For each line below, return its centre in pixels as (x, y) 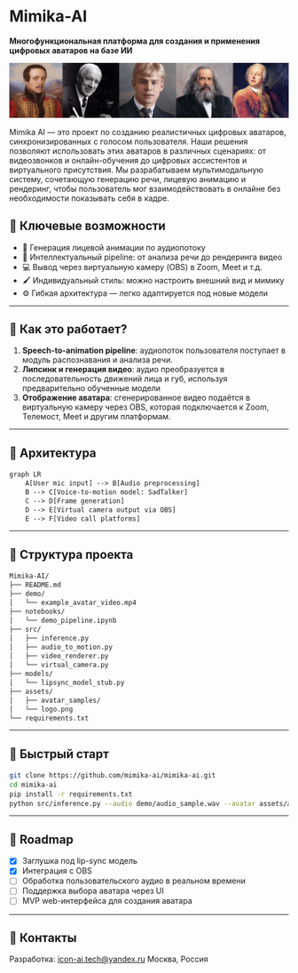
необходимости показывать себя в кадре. (90, 198)
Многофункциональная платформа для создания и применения (134, 41)
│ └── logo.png (41, 710)
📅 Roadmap (41, 839)
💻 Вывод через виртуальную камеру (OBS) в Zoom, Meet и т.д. (142, 267)
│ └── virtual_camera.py (59, 665)
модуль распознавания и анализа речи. (97, 360)
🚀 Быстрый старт (59, 754)
